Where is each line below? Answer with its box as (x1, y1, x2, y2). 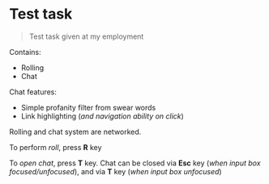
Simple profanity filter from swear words (20, 102, 156, 112)
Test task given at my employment (28, 31, 144, 41)
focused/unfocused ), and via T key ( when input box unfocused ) (9, 166, 222, 176)
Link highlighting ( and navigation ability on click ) (20, 111, 185, 121)
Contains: (9, 47, 41, 56)
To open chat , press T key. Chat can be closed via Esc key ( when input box (9, 158, 262, 168)
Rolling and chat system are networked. (9, 127, 142, 136)
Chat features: (9, 86, 58, 97)
